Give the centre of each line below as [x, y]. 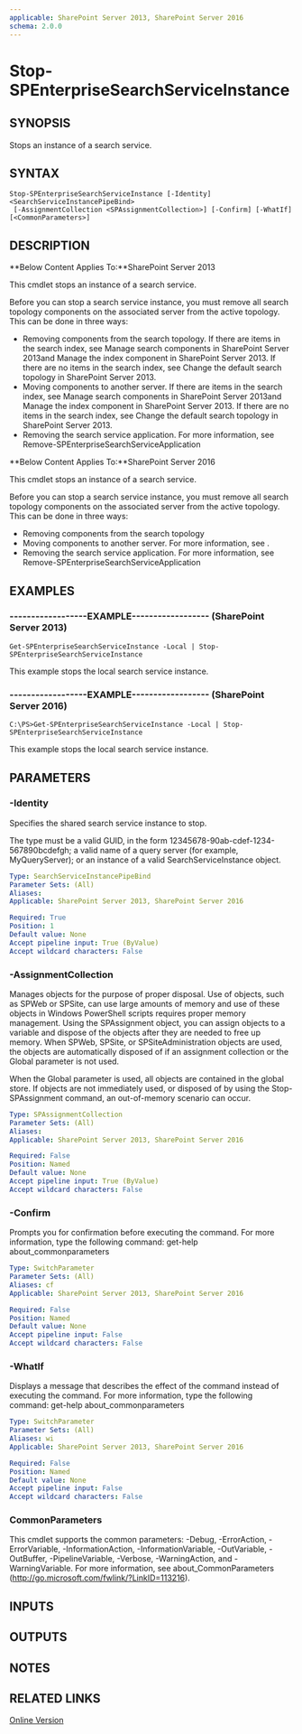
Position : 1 [32, 927]
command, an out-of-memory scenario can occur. [157, 1097]
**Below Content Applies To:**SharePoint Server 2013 [113, 267]
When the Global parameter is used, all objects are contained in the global [146, 1078]
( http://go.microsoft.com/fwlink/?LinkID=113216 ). [100, 1578]
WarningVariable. [41, 1569]
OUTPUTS [38, 1637]
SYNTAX [35, 173]
